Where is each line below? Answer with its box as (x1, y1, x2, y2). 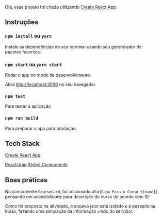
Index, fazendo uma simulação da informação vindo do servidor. (5, 208, 134, 214)
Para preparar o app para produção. (5, 125, 77, 131)
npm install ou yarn (5, 33, 52, 39)
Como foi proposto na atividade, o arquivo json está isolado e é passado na (5, 203, 156, 209)
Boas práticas (5, 176, 48, 184)
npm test (5, 93, 26, 99)
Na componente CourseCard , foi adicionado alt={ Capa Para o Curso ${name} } (5, 189, 158, 195)
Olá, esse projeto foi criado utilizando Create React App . (5, 4, 117, 10)
